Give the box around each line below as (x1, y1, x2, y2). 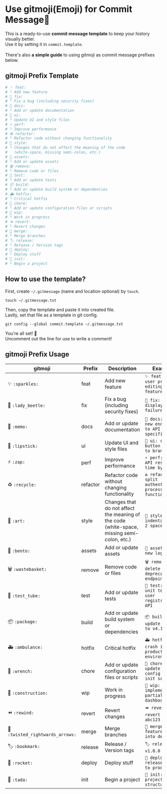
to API (145, 426, 161, 432)
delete (145, 565, 161, 571)
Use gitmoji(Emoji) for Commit (5, 3, 133, 15)
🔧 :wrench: (7, 667, 33, 674)
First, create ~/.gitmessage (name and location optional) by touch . (5, 288, 140, 294)
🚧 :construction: (7, 689, 48, 696)
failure (145, 407, 163, 413)
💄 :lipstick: (7, 442, 38, 449)
